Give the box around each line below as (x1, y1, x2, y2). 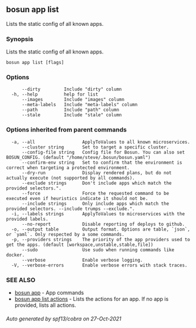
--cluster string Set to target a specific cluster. (21, 144, 169, 150)
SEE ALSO (6, 276, 36, 284)
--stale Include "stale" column (21, 112, 122, 118)
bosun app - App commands (14, 289, 84, 296)
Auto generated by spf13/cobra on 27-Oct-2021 (6, 315, 121, 322)
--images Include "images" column (21, 97, 125, 103)
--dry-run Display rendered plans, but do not (21, 170, 172, 175)
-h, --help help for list (11, 92, 99, 97)
